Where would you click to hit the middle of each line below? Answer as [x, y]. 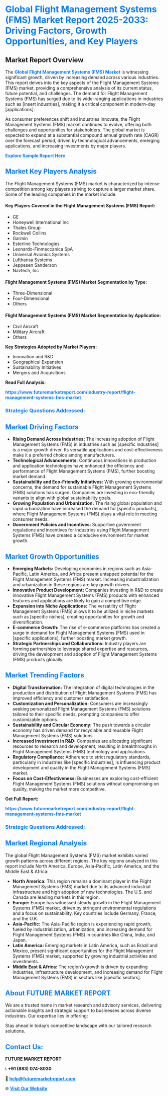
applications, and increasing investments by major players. [66, 146]
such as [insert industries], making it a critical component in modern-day [80, 104]
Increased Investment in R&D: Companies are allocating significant [82, 741]
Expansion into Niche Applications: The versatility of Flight [74, 606]
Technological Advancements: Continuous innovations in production [84, 460]
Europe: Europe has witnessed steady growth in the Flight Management [87, 902]
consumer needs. [31, 519]
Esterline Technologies [36, 244]
